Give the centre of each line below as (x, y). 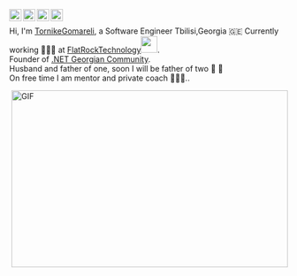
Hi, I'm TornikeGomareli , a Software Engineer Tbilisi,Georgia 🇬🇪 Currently (144, 31)
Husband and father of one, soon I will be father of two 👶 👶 (116, 69)
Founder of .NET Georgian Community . (80, 59)
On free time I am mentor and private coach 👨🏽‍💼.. (99, 78)
